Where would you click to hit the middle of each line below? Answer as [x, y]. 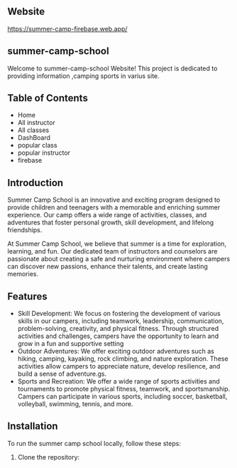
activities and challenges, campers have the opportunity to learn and [118, 336]
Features [27, 296]
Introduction [35, 183]
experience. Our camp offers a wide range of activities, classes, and [107, 215]
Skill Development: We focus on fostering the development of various [119, 314]
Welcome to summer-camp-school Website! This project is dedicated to [112, 68]
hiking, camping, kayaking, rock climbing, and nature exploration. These [123, 359]
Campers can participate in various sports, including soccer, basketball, [122, 396]
